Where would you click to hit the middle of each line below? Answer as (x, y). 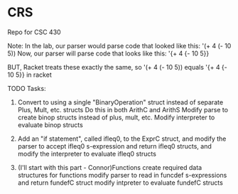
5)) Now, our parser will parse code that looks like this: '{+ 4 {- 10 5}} (108, 53)
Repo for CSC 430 (34, 32)
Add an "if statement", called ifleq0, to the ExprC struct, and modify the (122, 139)
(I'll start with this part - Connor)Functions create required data (110, 167)
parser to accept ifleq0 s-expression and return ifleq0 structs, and (114, 146)
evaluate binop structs (50, 124)
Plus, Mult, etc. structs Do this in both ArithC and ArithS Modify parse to (123, 109)
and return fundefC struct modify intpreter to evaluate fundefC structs (120, 183)
